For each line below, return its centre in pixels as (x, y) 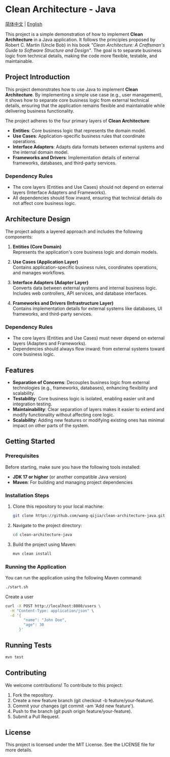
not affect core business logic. (44, 203)
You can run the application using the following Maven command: (74, 577)
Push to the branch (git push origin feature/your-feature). (72, 711)
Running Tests (28, 645)
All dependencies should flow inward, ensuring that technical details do (87, 198)
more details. (19, 750)
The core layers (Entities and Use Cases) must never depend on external (89, 338)
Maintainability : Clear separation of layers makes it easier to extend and (89, 409)
